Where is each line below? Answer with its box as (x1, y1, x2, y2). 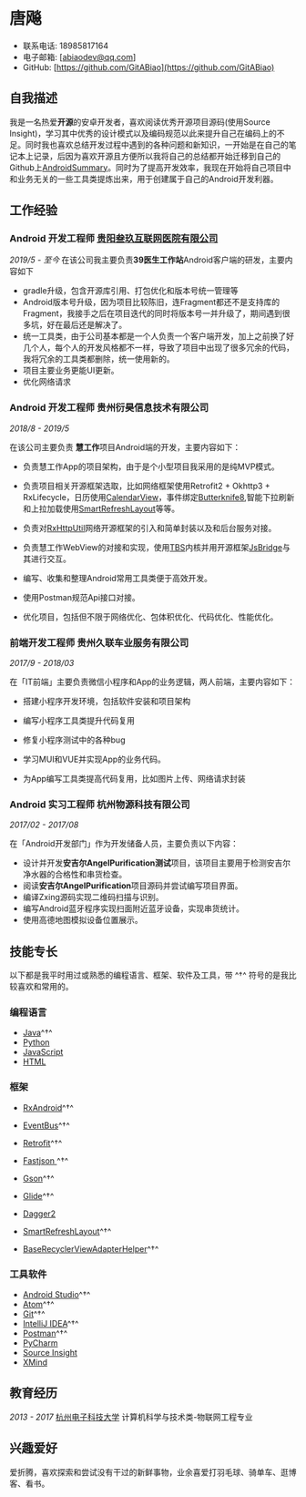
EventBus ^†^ (22, 1120, 70, 1131)
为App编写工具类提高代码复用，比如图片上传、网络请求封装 (22, 774, 246, 784)
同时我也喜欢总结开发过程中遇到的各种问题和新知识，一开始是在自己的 (25, 138, 289, 150)
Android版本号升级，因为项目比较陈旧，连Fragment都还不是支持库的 (22, 297, 280, 308)
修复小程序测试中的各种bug (22, 734, 126, 745)
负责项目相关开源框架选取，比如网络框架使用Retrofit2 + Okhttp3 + (22, 480, 270, 491)
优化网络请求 (22, 376, 71, 387)
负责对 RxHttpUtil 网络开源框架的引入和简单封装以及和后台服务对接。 (22, 522, 277, 533)
